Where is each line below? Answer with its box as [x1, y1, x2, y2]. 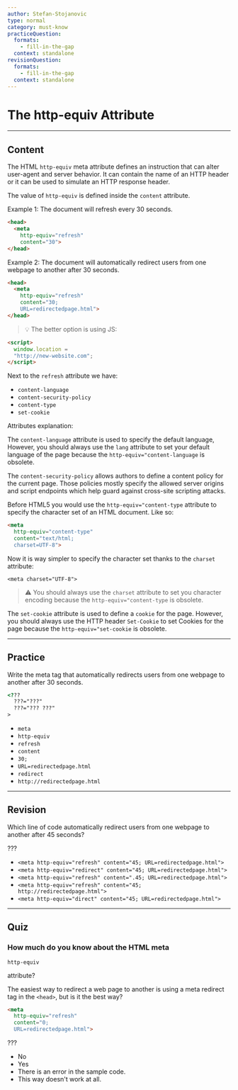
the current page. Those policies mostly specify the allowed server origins [7, 479, 225, 488]
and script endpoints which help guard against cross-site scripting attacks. [7, 487, 226, 495]
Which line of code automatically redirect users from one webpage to [7, 823, 210, 831]
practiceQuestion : [7, 30, 62, 38]
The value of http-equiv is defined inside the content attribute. [7, 191, 191, 200]
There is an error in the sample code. [17, 1067, 126, 1076]
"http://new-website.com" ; [13, 352, 93, 359]
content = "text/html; [13, 535, 74, 542]
